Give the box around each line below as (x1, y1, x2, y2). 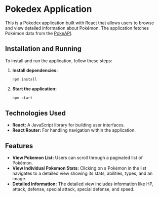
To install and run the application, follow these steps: (5, 58, 113, 64)
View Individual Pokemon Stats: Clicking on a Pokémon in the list (12, 165, 147, 171)
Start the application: (12, 85, 57, 92)
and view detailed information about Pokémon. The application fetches (5, 25, 149, 31)
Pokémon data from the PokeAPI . (5, 30, 73, 36)
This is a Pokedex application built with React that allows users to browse (5, 20, 154, 26)
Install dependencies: (12, 67, 58, 73)
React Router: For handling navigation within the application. (12, 127, 136, 133)
